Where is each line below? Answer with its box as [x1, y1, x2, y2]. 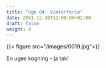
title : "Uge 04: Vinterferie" [6, 9, 83, 15]
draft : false [6, 20, 40, 26]
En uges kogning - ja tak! [6, 55, 69, 62]
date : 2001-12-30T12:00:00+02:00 [6, 15, 91, 21]
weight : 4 [6, 26, 32, 32]
